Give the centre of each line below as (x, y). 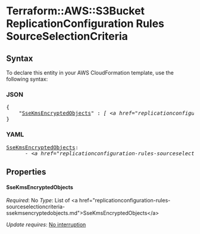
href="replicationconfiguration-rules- (125, 201)
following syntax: (27, 79)
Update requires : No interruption (46, 224)
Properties (26, 172)
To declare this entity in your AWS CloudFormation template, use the (90, 73)
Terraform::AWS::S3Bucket (75, 11)
